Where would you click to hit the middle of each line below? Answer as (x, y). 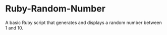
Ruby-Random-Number (55, 9)
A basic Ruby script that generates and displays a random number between (84, 22)
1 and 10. (14, 27)
